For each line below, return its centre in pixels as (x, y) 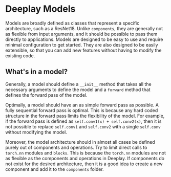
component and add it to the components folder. (55, 169)
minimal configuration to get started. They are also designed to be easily (82, 45)
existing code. (20, 56)
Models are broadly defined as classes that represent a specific (72, 23)
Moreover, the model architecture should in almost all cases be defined (80, 142)
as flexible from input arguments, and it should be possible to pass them (81, 34)
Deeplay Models (40, 9)
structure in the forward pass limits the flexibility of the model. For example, (85, 116)
